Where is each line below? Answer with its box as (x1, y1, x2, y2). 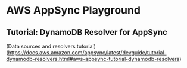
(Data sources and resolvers (6, 43, 76, 50)
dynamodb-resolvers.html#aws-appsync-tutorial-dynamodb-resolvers (6, 56, 180, 62)
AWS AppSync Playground (6, 4, 141, 17)
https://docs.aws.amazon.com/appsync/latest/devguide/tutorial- (8, 49, 167, 56)
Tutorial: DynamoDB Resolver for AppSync (6, 27, 168, 37)
